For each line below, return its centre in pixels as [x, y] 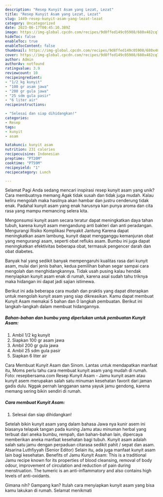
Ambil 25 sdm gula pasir [36, 351]
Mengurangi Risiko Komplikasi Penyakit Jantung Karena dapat [67, 231]
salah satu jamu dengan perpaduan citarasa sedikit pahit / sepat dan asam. [80, 445]
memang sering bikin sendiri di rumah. [43, 391]
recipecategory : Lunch [28, 172]
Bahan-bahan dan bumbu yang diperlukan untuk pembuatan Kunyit [75, 318]
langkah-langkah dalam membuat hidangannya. [53, 306]
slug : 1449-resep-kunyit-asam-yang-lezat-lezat [54, 19]
